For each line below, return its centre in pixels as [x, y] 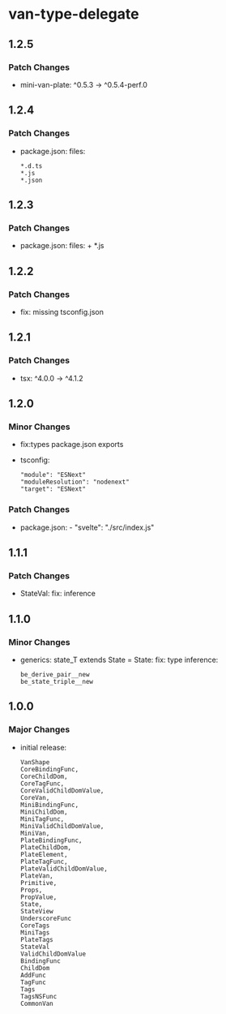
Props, [31, 890]
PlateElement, [44, 854]
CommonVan [37, 1003]
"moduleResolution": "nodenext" [75, 482]
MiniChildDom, [44, 812]
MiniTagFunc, [42, 819]
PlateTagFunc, [44, 861]
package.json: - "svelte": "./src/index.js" [87, 527]
